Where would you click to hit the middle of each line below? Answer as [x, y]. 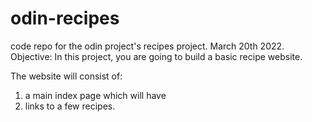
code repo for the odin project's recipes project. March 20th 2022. [147, 46]
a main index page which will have [95, 95]
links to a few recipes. [70, 106]
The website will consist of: [66, 76]
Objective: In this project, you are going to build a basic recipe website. [156, 56]
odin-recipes [65, 18]
